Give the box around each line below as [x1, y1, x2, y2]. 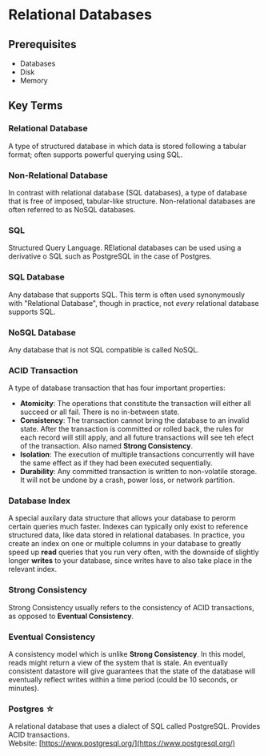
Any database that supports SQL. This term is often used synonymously [8, 290, 246, 300]
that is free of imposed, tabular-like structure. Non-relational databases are [8, 196, 256, 206]
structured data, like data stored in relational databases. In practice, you [8, 530, 246, 540]
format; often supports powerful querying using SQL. [8, 150, 183, 159]
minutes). [8, 683, 40, 694]
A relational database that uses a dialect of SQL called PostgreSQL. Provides [8, 722, 261, 731]
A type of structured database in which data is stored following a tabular [8, 141, 246, 151]
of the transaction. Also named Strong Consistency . [19, 441, 194, 451]
